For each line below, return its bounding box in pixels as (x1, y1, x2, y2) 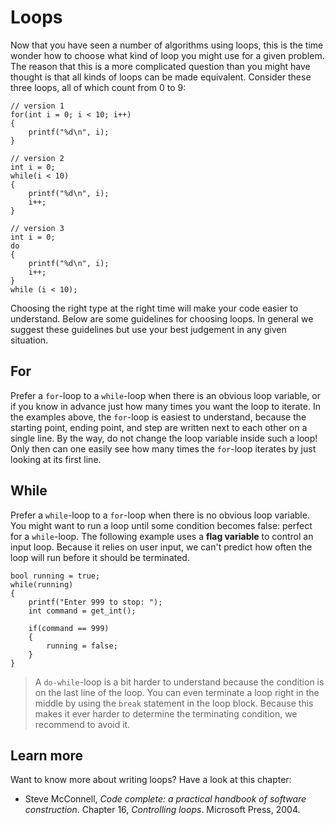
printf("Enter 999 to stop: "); (28, 597, 163, 607)
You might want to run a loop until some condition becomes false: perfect (10, 519, 313, 531)
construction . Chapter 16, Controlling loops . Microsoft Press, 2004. (24, 804, 301, 816)
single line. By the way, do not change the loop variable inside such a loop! (10, 432, 318, 444)
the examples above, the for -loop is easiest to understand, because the (10, 411, 307, 423)
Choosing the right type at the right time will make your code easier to (10, 302, 299, 314)
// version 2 (10, 153, 65, 163)
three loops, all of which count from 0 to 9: (10, 81, 187, 93)
